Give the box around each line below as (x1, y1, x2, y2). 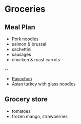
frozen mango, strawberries (11, 113, 68, 119)
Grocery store (4, 95, 48, 103)
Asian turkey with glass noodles (11, 81, 76, 87)
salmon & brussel (11, 41, 47, 47)
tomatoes (11, 108, 31, 114)
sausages (11, 51, 31, 57)
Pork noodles (11, 36, 39, 42)
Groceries (4, 3, 46, 15)
